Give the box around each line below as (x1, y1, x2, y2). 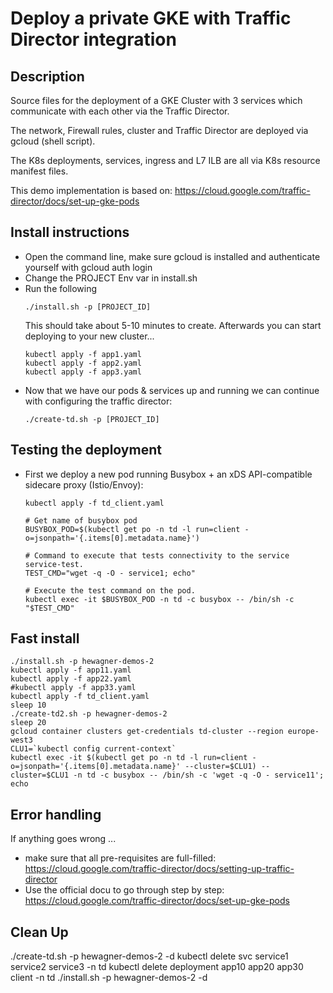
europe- (287, 727, 320, 737)
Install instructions (10, 224, 130, 241)
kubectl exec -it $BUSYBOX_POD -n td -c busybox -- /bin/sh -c (24, 594, 295, 604)
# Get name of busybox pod (24, 515, 138, 526)
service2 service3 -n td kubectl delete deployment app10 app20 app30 (10, 961, 304, 973)
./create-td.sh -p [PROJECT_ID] (24, 414, 160, 424)
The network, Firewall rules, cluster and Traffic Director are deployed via (10, 125, 309, 136)
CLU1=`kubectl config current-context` (10, 744, 177, 754)
